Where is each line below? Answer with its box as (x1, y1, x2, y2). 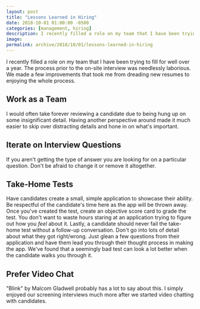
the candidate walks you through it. (6, 252, 93, 259)
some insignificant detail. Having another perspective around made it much (6, 116, 190, 124)
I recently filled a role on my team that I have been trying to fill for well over (6, 58, 190, 65)
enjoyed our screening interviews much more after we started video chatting (6, 291, 194, 298)
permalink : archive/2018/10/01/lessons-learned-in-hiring (6, 42, 153, 48)
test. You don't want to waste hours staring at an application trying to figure (6, 214, 192, 221)
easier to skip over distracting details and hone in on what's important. (6, 122, 179, 130)
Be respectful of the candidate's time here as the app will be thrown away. (6, 201, 188, 209)
